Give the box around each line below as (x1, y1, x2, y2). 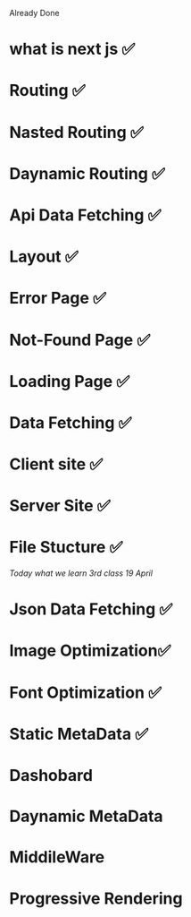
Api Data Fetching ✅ (9, 205, 162, 225)
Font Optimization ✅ (9, 682, 162, 702)
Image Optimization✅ (9, 640, 171, 661)
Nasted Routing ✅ (9, 122, 145, 142)
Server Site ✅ (9, 496, 111, 516)
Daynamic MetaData (9, 806, 163, 827)
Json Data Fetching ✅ (9, 599, 173, 620)
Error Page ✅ (9, 288, 107, 308)
